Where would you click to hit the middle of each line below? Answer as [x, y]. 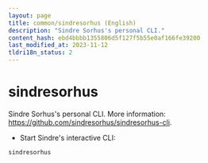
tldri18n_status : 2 [40, 52]
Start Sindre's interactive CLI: [68, 138]
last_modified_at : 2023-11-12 [58, 45]
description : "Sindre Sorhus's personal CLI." [87, 30]
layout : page [30, 16]
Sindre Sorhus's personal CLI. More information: [87, 114]
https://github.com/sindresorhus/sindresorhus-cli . [90, 122]
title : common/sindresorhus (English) [72, 23]
